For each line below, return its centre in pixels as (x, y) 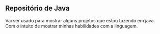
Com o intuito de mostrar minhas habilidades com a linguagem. (72, 26)
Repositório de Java (37, 8)
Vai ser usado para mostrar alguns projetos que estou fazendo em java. (80, 20)
